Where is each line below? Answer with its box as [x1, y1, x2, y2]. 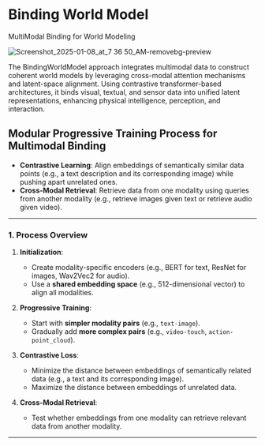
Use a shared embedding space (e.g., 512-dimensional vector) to [31, 279, 245, 289]
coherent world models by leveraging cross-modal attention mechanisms [8, 70, 246, 80]
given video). [19, 202, 63, 212]
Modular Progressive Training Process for [8, 127, 218, 141]
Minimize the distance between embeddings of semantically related [31, 365, 252, 376]
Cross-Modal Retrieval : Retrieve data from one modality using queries [19, 186, 250, 195]
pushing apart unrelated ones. [19, 177, 118, 186]
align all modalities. [31, 288, 95, 298]
